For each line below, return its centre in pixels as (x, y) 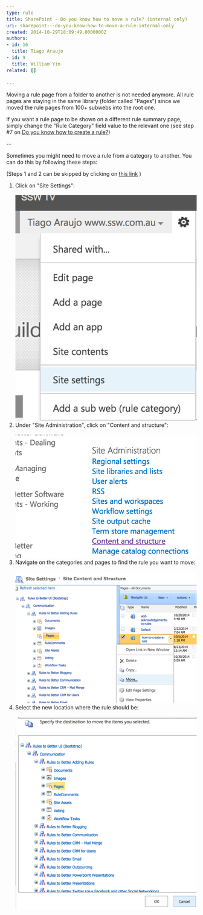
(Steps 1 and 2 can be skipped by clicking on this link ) (74, 174)
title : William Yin (36, 64)
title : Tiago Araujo (37, 52)
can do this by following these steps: (52, 162)
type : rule (20, 13)
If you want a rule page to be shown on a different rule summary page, (94, 119)
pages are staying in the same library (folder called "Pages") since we (93, 101)
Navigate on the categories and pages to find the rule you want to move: (105, 562)
